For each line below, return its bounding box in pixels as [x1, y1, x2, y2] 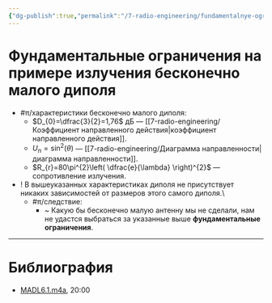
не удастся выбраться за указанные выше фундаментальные [44, 214, 261, 224]
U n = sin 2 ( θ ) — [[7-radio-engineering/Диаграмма [32, 142, 201, 155]
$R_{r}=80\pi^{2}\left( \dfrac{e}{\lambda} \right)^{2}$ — [32, 162, 221, 172]
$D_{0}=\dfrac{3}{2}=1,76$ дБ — [32, 116, 144, 126]
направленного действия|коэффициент [80, 124, 217, 134]
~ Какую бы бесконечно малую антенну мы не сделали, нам [44, 205, 255, 215]
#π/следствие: [32, 197, 83, 207]
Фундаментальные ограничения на [8, 46, 261, 65]
